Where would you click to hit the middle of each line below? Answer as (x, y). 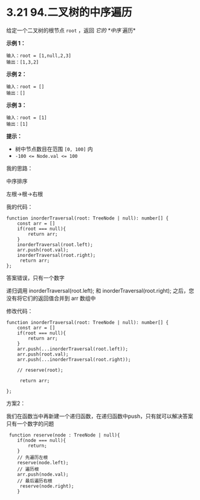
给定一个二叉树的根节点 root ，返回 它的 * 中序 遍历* (71, 30)
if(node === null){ (42, 440)
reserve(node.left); (43, 463)
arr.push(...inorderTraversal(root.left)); (73, 349)
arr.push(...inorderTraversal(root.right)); (74, 359)
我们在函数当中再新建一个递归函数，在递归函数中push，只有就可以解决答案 (100, 416)
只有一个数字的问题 (30, 423)
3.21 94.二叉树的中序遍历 (69, 12)
